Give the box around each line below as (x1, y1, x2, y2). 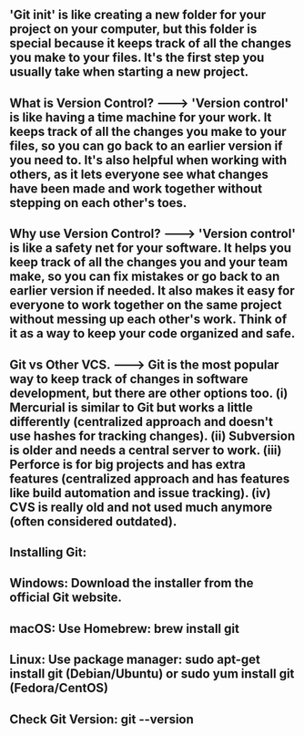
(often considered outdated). (9, 513, 177, 529)
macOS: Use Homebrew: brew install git (9, 620, 239, 637)
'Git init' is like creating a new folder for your (9, 7, 267, 23)
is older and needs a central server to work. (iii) (9, 442, 282, 458)
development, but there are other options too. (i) (9, 385, 289, 400)
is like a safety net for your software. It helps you (9, 241, 292, 256)
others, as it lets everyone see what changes (9, 166, 269, 181)
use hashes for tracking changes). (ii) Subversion (9, 428, 296, 443)
